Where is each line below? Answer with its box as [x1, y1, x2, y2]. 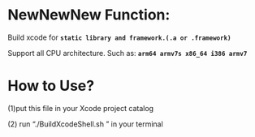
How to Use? [7, 77, 95, 95]
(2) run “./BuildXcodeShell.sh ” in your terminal [7, 119, 163, 129]
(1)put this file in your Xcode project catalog [7, 103, 154, 113]
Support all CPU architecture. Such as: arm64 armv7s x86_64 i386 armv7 [7, 48, 248, 58]
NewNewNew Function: [7, 6, 171, 24]
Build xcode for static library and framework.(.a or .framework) [7, 32, 231, 42]
